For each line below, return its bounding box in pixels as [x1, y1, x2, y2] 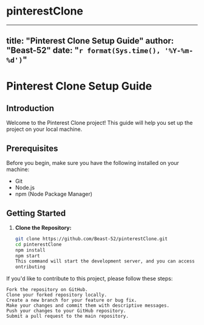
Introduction [6, 103, 55, 113]
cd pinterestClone [15, 241, 62, 247]
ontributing [15, 264, 46, 270]
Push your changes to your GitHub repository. [6, 308, 126, 314]
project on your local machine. [6, 126, 83, 133]
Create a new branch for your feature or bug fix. [6, 297, 137, 304]
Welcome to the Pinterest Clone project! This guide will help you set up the [6, 119, 193, 127]
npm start [15, 253, 41, 259]
